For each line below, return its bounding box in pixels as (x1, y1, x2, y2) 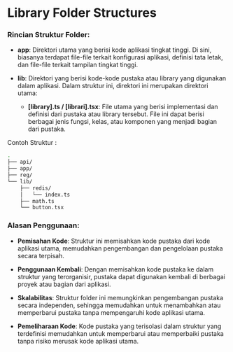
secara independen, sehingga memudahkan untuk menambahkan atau (17, 301, 221, 309)
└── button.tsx (20, 204, 64, 211)
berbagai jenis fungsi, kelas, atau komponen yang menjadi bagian (27, 118, 218, 126)
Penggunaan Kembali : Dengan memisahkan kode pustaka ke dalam (17, 265, 214, 274)
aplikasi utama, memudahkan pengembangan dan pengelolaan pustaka (17, 244, 223, 253)
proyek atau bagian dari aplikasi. (17, 280, 111, 288)
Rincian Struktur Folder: (7, 30, 90, 40)
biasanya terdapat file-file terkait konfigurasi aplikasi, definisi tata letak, (17, 53, 224, 62)
